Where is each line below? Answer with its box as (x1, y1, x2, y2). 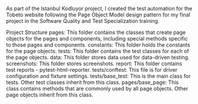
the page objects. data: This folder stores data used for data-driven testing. (6, 54, 190, 61)
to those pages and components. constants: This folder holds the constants (6, 41, 190, 48)
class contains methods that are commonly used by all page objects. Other (6, 85, 189, 92)
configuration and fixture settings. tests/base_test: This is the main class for (6, 73, 191, 79)
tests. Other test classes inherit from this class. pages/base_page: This (6, 79, 179, 86)
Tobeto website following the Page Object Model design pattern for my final (6, 11, 190, 18)
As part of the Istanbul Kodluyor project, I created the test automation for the (6, 5, 193, 12)
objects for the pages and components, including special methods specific (6, 35, 188, 42)
